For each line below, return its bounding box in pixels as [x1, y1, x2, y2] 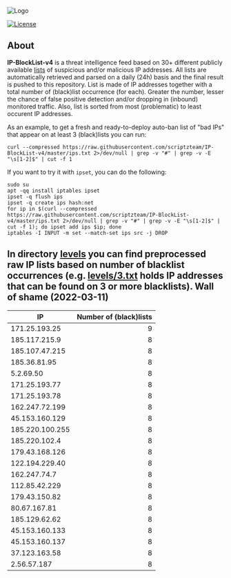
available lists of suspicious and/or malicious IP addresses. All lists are [7, 66, 207, 74]
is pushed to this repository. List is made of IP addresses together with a [7, 80, 212, 88]
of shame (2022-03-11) [7, 291, 109, 303]
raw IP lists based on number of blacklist [7, 259, 185, 271]
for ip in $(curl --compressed [7, 205, 97, 212]
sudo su [7, 181, 30, 188]
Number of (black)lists [77, 311, 153, 321]
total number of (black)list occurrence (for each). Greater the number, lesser [7, 87, 224, 96]
